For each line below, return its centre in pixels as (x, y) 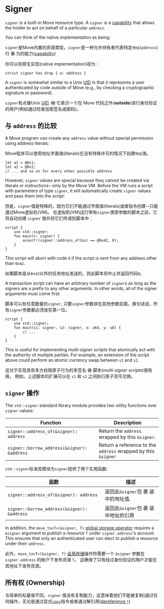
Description (128, 422)
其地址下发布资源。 (24, 566)
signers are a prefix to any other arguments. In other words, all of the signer (81, 288)
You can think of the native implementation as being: (58, 37)
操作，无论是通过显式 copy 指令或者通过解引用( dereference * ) (70, 602)
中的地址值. (118, 499)
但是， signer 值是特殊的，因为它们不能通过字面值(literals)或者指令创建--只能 (82, 206)
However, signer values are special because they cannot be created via (77, 180)
